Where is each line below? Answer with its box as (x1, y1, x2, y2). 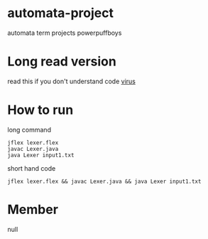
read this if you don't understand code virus (7, 77, 136, 85)
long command (7, 125, 52, 134)
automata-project (7, 5, 114, 21)
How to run (7, 102, 74, 118)
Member (7, 201, 59, 218)
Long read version (7, 53, 117, 70)
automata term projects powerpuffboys (7, 28, 122, 37)
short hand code (7, 164, 56, 172)
